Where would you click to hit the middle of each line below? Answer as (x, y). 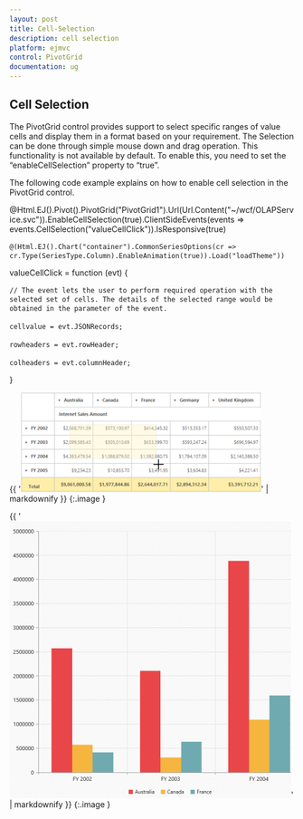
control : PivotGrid (46, 58)
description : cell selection (64, 38)
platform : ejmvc (40, 48)
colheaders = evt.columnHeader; (70, 362)
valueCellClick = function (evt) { (69, 273)
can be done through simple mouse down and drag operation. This (134, 146)
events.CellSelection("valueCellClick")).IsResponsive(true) (118, 229)
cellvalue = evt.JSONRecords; (66, 326)
